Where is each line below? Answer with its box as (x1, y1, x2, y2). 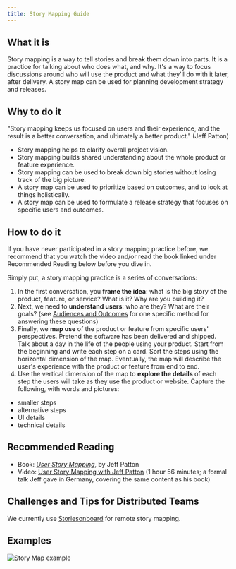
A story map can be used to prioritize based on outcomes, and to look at (17, 183, 228, 191)
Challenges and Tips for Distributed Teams (7, 496, 199, 508)
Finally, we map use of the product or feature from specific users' (17, 325, 209, 333)
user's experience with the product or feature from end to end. (17, 362, 200, 371)
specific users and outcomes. (17, 205, 104, 214)
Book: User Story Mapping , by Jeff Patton (17, 460, 139, 468)
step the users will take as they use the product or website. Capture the (17, 377, 225, 385)
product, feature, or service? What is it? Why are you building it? (17, 294, 204, 304)
